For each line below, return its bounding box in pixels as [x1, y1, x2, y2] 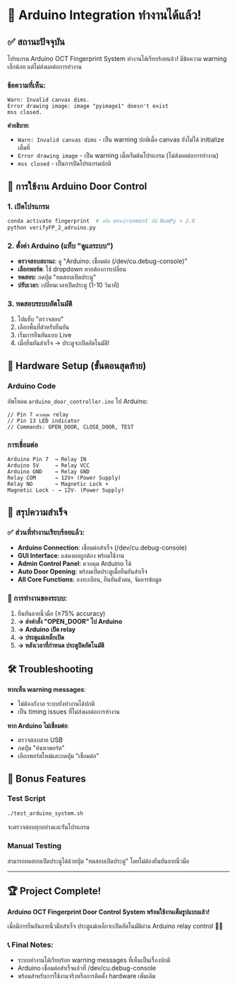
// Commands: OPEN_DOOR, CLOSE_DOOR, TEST [7, 424, 134, 431]
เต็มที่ [17, 144, 30, 152]
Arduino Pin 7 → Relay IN [7, 456, 87, 463]
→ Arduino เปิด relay [17, 625, 76, 634]
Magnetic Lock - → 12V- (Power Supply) [7, 487, 125, 494]
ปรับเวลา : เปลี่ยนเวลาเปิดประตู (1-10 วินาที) [17, 281, 120, 289]
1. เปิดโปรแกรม [7, 202, 49, 211]
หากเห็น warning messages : [7, 685, 86, 694]
